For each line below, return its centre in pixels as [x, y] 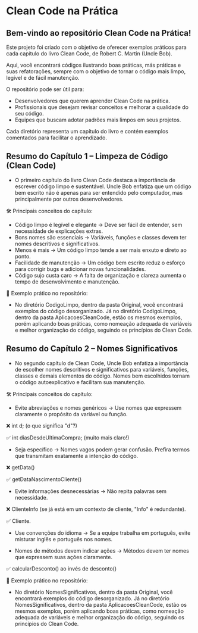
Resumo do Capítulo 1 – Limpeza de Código [87, 156]
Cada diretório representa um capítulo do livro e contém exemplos [87, 131]
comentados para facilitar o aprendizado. [57, 138]
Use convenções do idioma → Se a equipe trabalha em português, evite [103, 533]
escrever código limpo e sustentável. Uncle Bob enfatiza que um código [103, 186]
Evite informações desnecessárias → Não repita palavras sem [91, 491]
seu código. [29, 113]
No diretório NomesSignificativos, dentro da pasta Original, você [94, 592]
